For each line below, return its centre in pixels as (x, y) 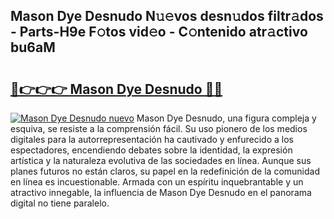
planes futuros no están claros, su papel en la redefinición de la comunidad (165, 171)
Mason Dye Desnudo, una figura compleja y (226, 118)
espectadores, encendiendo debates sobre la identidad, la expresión (151, 150)
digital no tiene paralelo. (60, 203)
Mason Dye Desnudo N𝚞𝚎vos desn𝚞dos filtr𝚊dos (167, 16)
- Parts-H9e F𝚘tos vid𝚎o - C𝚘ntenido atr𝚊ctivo (159, 32)
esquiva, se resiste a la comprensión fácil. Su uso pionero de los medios (159, 128)
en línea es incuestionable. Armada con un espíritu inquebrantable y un (157, 182)
